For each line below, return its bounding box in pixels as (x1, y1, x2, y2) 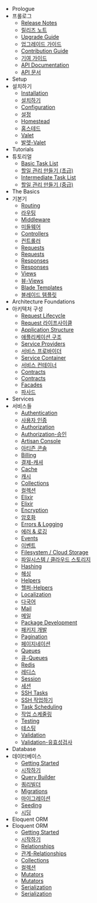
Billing (20, 451, 37, 458)
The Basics (11, 188, 40, 195)
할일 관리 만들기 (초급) (20, 167, 74, 174)
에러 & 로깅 (20, 528, 48, 535)
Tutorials (11, 146, 34, 153)
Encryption (20, 507, 48, 513)
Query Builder (20, 774, 56, 780)
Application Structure (20, 326, 74, 333)
